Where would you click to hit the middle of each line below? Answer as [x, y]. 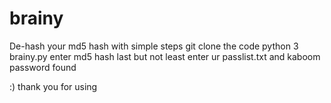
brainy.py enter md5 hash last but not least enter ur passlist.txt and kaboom [165, 56]
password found [43, 67]
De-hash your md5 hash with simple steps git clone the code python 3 [154, 46]
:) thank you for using [53, 86]
